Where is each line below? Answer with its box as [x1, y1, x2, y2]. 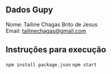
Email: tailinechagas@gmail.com [5, 27, 87, 34]
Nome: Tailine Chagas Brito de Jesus [5, 20, 98, 28]
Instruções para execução [5, 45, 107, 55]
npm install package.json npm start [5, 61, 97, 68]
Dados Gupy [5, 5, 53, 15]
